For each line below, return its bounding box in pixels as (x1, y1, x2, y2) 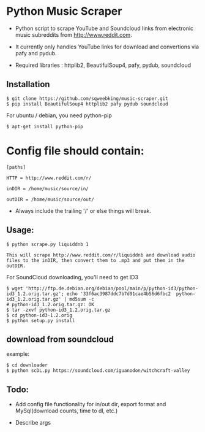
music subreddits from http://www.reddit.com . (15, 31, 133, 38)
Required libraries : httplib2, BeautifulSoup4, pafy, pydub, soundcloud (15, 61, 192, 69)
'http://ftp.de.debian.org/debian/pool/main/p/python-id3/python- (25, 285, 199, 291)
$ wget (6, 285, 23, 291)
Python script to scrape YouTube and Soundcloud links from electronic (15, 25, 194, 32)
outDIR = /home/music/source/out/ (6, 196, 95, 202)
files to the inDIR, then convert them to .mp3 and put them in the (6, 257, 185, 263)
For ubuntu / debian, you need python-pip (6, 112, 112, 119)
